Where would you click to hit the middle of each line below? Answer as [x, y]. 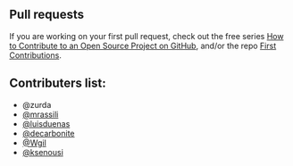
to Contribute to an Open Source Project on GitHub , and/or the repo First [143, 46]
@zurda [37, 104]
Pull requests [47, 15]
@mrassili [40, 114]
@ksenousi [43, 152]
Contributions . [36, 55]
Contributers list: [58, 83]
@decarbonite [48, 133]
